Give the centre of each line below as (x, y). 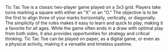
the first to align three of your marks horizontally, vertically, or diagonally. (81, 18)
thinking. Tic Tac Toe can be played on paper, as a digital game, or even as (82, 39)
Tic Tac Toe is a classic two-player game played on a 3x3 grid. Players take (83, 7)
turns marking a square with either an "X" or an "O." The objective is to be (81, 12)
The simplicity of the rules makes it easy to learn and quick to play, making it (84, 23)
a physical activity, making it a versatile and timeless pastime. (69, 44)
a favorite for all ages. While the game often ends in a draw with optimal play (84, 28)
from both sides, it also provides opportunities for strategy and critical (77, 33)
